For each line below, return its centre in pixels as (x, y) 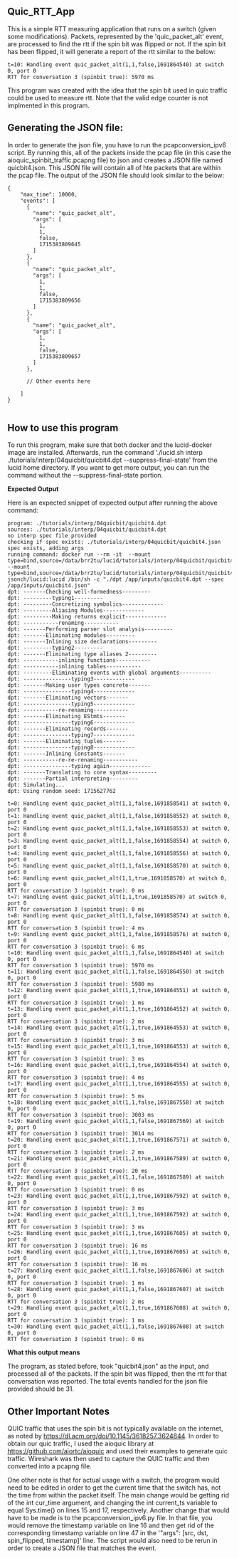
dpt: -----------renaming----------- (63, 623)
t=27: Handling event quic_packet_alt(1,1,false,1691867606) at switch (116, 1271)
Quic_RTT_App (41, 12)
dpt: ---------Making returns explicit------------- (87, 617)
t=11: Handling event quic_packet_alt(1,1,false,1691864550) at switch (116, 972)
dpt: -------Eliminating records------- (68, 729)
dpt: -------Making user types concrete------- (79, 685)
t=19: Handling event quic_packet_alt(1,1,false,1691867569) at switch (116, 1121)
